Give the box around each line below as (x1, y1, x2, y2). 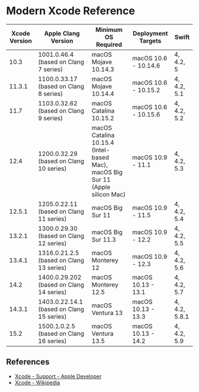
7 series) (38, 65, 63, 73)
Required (95, 40, 123, 49)
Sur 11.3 (91, 235, 117, 243)
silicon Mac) (91, 190, 126, 198)
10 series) (38, 164, 67, 172)
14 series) (38, 288, 67, 296)
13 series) (38, 264, 67, 272)
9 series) (38, 114, 63, 122)
